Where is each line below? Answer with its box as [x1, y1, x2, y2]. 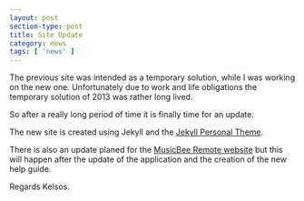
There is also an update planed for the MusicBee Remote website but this [9, 145, 283, 156]
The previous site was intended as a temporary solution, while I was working [9, 72, 296, 83]
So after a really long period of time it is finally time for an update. [9, 109, 254, 120]
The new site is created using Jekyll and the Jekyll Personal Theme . [9, 126, 264, 137]
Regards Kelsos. [9, 181, 70, 192]
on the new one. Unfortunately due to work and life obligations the [9, 82, 258, 93]
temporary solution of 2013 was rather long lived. [9, 92, 193, 103]
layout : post [9, 13, 59, 23]
